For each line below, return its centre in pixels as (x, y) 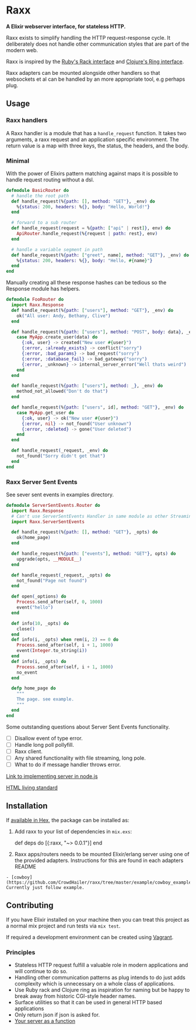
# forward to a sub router (44, 223)
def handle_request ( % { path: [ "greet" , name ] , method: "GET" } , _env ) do (100, 255)
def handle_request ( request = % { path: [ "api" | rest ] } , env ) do (91, 228)
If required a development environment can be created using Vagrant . (90, 937)
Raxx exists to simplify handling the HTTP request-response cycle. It (88, 37)
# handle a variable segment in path (57, 249)
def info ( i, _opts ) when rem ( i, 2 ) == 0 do (65, 640)
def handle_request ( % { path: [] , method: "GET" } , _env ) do (83, 201)
